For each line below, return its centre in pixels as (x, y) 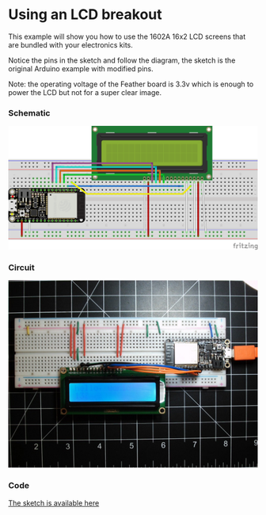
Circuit (22, 267)
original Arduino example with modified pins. (81, 68)
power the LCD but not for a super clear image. (85, 92)
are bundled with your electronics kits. (70, 44)
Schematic (29, 113)
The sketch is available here (54, 503)
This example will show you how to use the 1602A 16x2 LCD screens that (127, 36)
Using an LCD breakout (85, 15)
